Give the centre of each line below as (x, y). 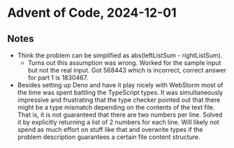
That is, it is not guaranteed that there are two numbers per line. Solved (120, 114)
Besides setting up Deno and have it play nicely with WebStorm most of (120, 85)
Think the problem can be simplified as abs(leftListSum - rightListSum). (120, 55)
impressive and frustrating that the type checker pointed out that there (119, 100)
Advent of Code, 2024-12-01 (92, 13)
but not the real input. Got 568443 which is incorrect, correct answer (127, 70)
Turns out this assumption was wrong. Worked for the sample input (124, 63)
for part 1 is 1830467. (58, 77)
